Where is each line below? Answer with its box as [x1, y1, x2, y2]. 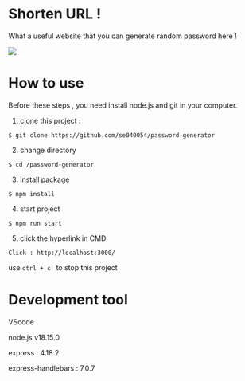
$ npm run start [8, 219, 62, 227]
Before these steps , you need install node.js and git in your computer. [8, 100, 238, 110]
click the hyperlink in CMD [19, 233, 107, 243]
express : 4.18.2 [8, 348, 60, 357]
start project [19, 204, 60, 214]
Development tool [8, 291, 129, 309]
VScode [8, 316, 34, 327]
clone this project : [19, 116, 81, 125]
